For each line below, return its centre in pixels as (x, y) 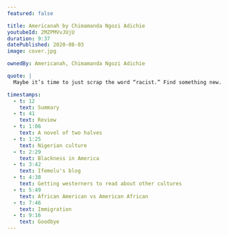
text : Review (38, 120)
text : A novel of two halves (61, 133)
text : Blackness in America (59, 158)
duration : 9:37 (29, 38)
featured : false (30, 13)
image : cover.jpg (32, 51)
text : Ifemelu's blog (50, 171)
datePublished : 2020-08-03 (46, 45)
